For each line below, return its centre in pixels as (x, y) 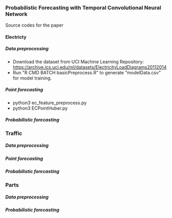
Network (16, 14)
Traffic (14, 133)
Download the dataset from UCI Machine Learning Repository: (78, 62)
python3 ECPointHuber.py (40, 108)
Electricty (16, 37)
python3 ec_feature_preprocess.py (50, 103)
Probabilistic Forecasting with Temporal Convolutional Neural (83, 8)
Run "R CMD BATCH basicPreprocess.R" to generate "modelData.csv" (87, 72)
